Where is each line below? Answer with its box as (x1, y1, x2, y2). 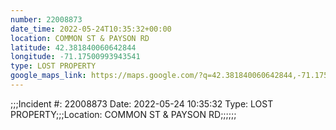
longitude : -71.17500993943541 (10, 52, 141, 62)
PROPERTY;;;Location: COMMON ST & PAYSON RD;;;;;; (10, 108, 237, 120)
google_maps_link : (10, 71, 87, 81)
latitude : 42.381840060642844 (10, 42, 137, 53)
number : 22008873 (10, 14, 83, 25)
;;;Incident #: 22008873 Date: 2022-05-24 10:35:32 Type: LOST (10, 97, 274, 110)
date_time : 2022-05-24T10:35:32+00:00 (10, 24, 172, 34)
